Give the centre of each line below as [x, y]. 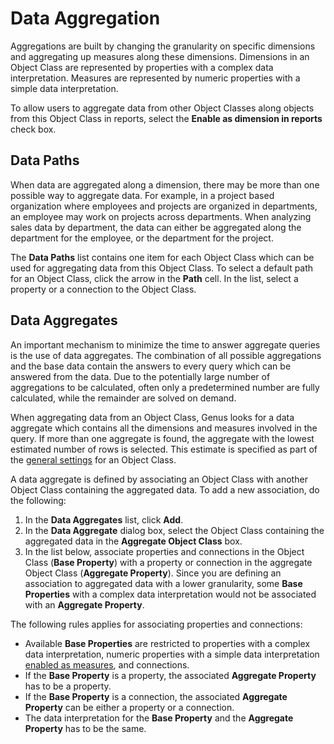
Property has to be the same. [85, 728]
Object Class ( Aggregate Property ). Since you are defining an [153, 573]
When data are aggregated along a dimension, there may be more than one [165, 184]
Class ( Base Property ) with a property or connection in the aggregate [168, 562]
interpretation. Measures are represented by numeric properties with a [155, 78]
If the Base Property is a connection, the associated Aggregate [156, 696]
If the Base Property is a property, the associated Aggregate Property [170, 675]
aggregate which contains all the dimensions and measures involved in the [164, 428]
